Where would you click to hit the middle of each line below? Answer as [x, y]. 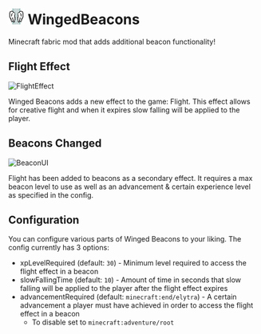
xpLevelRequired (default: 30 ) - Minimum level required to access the [133, 263]
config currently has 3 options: [59, 248]
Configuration [44, 220]
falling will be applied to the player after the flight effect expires [124, 289]
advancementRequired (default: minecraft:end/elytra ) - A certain [128, 297]
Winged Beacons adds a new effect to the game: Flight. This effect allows [129, 101]
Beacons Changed [55, 143]
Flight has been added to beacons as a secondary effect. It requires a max [130, 178]
